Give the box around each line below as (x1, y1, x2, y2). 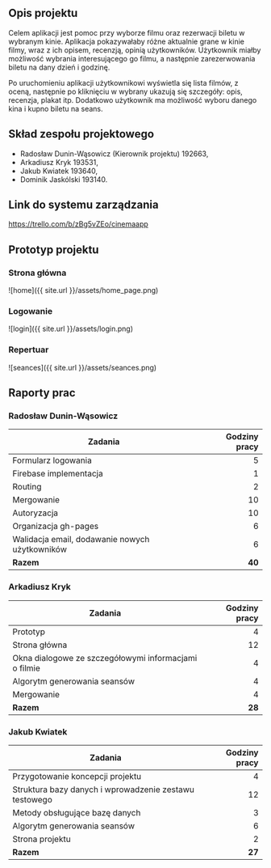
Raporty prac (8, 386, 76, 400)
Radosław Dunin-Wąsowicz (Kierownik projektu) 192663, (19, 149, 209, 159)
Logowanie (8, 306, 53, 317)
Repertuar (8, 344, 49, 355)
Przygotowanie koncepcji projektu (12, 771, 142, 781)
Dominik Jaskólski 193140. (19, 174, 108, 184)
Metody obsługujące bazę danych (12, 807, 141, 818)
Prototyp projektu (8, 243, 99, 256)
